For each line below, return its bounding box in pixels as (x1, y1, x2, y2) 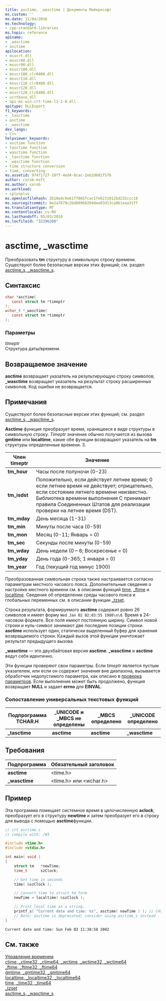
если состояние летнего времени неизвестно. (36, 488, 148, 495)
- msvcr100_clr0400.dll (5, 72, 54, 77)
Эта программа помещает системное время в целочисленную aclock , (5, 807, 155, 813)
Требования (5, 746, 44, 755)
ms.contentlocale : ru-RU (5, 210, 56, 215)
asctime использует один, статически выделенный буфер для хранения (5, 627, 158, 633)
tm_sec (7, 539, 25, 546)
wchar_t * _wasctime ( (5, 308, 48, 313)
